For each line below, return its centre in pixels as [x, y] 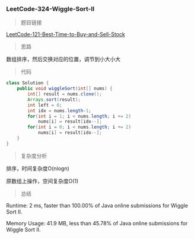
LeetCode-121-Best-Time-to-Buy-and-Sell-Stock [66, 34]
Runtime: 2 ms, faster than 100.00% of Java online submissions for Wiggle [97, 205]
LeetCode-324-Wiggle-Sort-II [50, 9]
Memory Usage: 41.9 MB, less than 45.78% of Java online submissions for [97, 223]
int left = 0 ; [45, 105]
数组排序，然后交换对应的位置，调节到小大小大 [63, 59]
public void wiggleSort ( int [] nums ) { [65, 89]
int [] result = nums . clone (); [65, 94]
